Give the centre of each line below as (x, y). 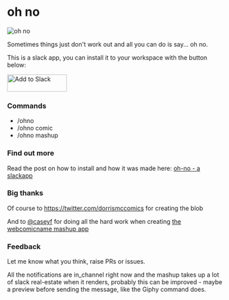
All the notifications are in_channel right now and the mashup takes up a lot (113, 275)
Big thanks (25, 193)
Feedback (24, 246)
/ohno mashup (37, 135)
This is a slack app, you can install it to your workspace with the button (107, 57)
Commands (27, 106)
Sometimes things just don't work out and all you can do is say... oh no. (108, 44)
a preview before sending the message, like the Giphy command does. (107, 290)
